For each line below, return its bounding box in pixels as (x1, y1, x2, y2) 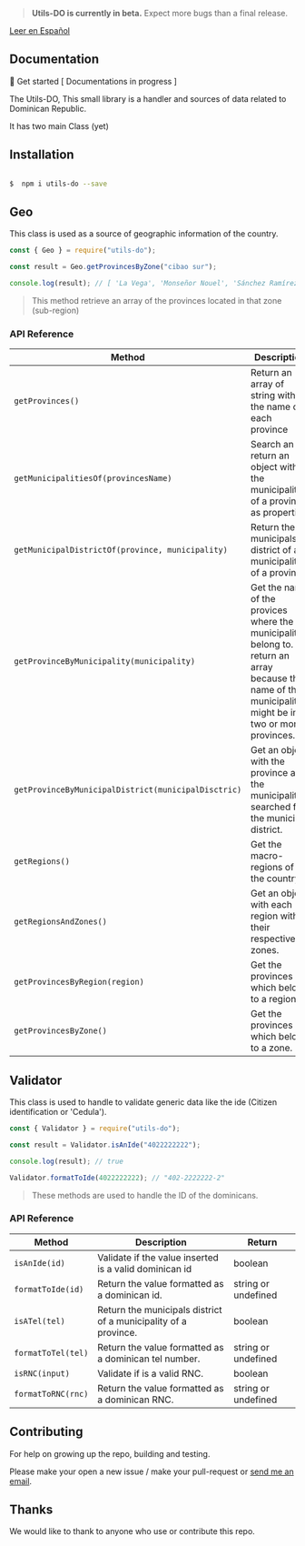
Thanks (9, 1502, 54, 1518)
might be (251, 707, 289, 719)
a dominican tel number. (96, 1352, 201, 1365)
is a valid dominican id (96, 1262, 192, 1275)
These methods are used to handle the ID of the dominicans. (31, 1190, 259, 1200)
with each (251, 898, 293, 911)
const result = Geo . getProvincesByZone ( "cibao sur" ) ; (9, 263, 218, 272)
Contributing (9, 1424, 84, 1440)
